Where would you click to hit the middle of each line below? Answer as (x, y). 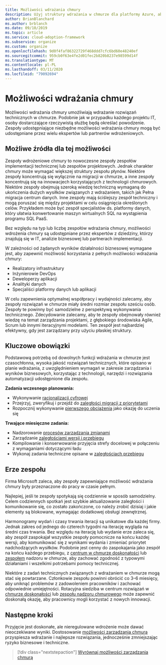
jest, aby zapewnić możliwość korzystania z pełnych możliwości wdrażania (82, 253)
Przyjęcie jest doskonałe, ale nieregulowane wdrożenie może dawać (75, 627)
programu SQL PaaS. (26, 219)
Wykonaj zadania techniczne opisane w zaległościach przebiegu (78, 454)
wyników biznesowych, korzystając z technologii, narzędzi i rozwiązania (79, 373)
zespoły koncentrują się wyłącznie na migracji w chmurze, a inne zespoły (80, 177)
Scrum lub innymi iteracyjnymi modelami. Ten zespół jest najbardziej (75, 325)
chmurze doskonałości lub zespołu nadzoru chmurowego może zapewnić (80, 594)
